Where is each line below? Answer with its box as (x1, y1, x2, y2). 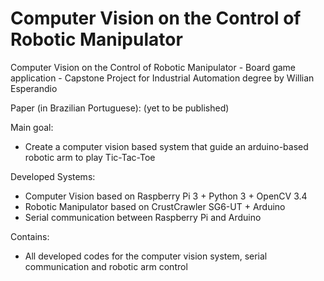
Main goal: (10, 121, 54, 133)
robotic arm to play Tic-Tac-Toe (24, 151, 156, 163)
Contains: (10, 230, 50, 242)
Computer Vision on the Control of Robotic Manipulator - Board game (10, 61, 297, 73)
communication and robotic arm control (24, 260, 188, 272)
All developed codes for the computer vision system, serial (24, 250, 268, 262)
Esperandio (10, 82, 58, 94)
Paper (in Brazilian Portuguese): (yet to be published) (10, 102, 230, 114)
